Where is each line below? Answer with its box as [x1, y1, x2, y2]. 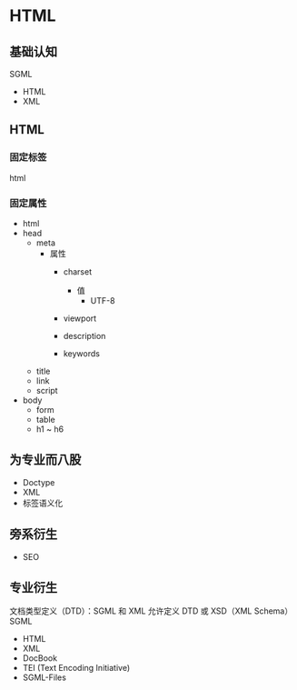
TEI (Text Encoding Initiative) [22, 663, 131, 674]
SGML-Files [22, 672, 66, 683]
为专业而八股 [9, 452, 82, 468]
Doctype [22, 476, 55, 487]
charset [63, 265, 93, 277]
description [63, 330, 106, 341]
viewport [63, 313, 97, 324]
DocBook [22, 653, 57, 664]
